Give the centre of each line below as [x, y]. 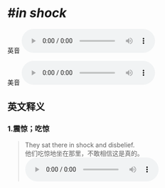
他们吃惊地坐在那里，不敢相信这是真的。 [84, 153]
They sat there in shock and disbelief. [80, 145]
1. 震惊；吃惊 [28, 129]
